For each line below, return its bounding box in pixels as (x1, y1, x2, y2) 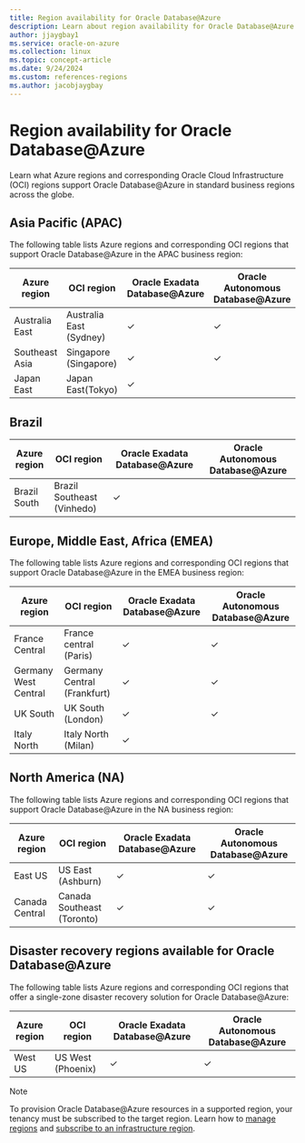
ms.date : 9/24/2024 (9, 65, 84, 74)
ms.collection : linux (9, 47, 92, 56)
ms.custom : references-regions (9, 73, 128, 82)
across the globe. (9, 188, 75, 200)
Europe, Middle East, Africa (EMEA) (9, 533, 213, 548)
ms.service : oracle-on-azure (9, 38, 120, 48)
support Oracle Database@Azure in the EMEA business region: (9, 567, 245, 577)
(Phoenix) (54, 1062, 97, 1075)
